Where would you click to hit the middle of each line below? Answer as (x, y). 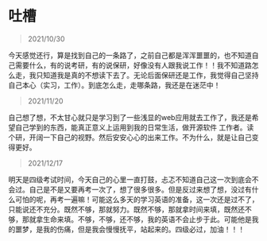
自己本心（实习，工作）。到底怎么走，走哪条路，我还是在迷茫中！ (114, 85)
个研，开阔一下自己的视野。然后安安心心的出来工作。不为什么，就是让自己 (130, 137)
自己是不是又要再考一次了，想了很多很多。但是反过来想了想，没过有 (140, 189)
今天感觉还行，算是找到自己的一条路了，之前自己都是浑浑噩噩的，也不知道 (130, 55)
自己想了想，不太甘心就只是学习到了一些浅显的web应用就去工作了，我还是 (130, 117)
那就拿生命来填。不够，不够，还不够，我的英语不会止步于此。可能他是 (137, 219)
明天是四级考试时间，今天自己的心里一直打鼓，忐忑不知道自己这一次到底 (126, 179)
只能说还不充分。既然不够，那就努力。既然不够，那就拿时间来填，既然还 (126, 209)
